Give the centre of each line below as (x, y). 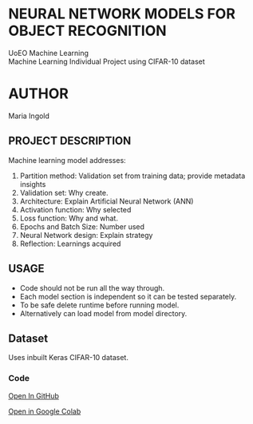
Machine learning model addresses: (67, 160)
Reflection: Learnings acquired (70, 244)
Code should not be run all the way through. (92, 287)
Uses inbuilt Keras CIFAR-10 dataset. (69, 358)
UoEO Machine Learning (49, 53)
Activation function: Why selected (75, 209)
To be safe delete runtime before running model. (99, 305)
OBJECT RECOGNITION (87, 31)
